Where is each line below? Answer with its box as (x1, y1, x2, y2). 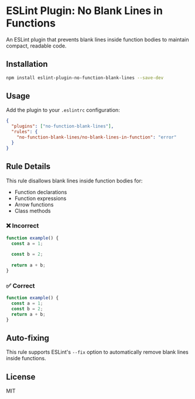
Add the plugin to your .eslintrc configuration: (6, 107, 120, 114)
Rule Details (6, 161, 51, 171)
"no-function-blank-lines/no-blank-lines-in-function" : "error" (16, 134, 177, 140)
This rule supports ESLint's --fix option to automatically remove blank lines (6, 349, 189, 356)
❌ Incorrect (6, 222, 39, 230)
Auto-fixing (6, 333, 50, 343)
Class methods (14, 207, 51, 214)
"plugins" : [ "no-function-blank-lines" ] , (11, 123, 114, 130)
